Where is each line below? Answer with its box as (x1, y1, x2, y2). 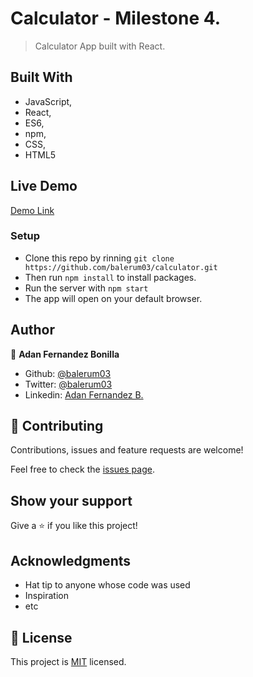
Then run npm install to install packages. (24, 271, 197, 283)
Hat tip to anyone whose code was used (24, 579, 191, 591)
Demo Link (10, 204, 55, 216)
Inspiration (24, 590, 69, 602)
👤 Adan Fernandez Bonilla (10, 348, 120, 360)
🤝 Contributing (10, 418, 104, 435)
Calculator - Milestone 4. (10, 7, 222, 30)
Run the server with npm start (24, 282, 149, 294)
